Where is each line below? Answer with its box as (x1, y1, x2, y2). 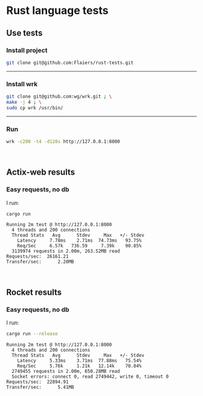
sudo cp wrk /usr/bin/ (6, 104, 63, 111)
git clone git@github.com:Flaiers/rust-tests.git (6, 59, 134, 65)
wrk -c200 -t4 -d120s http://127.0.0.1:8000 (6, 138, 120, 144)
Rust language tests (6, 4, 109, 18)
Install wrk (6, 79, 38, 88)
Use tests (6, 28, 43, 38)
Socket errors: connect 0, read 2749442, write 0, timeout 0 (11, 374, 169, 380)
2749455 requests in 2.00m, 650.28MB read (11, 368, 120, 374)
